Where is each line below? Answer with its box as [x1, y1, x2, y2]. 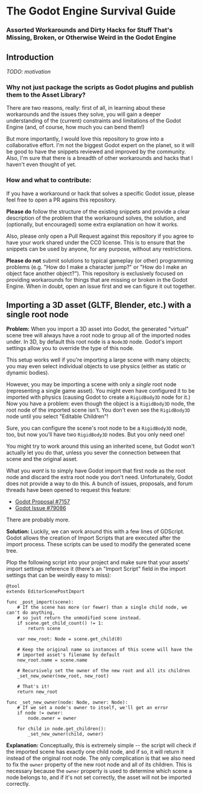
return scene [28, 626, 61, 632]
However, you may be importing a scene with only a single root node [6, 381, 177, 388]
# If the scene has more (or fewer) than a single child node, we [17, 605, 188, 611]
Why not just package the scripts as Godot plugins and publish [6, 83, 194, 91]
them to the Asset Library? [6, 91, 86, 99]
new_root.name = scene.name [17, 657, 87, 663]
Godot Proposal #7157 [14, 498, 71, 505]
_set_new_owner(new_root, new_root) [17, 673, 110, 680]
